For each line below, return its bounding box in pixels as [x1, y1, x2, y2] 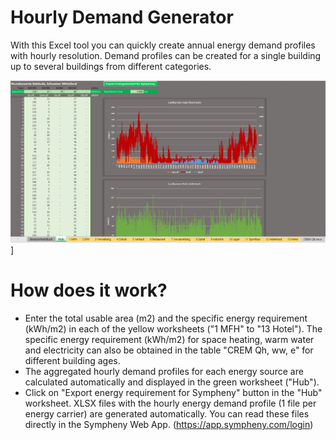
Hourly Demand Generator [10, 6, 234, 29]
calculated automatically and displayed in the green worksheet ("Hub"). [24, 376, 320, 388]
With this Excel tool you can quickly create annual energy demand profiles [10, 39, 316, 51]
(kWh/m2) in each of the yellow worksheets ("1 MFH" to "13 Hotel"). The [24, 323, 323, 335]
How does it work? [10, 279, 168, 302]
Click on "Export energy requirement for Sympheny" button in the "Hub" [24, 387, 323, 399]
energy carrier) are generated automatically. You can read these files [24, 408, 310, 420]
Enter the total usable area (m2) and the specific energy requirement [24, 312, 308, 325]
